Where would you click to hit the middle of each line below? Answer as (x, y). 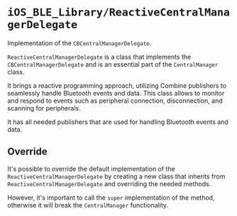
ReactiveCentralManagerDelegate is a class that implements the (99, 57)
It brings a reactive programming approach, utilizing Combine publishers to (117, 85)
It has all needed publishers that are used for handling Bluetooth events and (118, 122)
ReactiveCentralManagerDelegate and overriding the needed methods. (109, 183)
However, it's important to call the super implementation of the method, (111, 198)
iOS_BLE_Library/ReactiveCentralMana (119, 12)
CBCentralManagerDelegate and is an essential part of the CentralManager (113, 64)
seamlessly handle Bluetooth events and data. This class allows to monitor (116, 93)
